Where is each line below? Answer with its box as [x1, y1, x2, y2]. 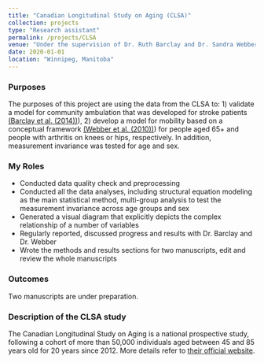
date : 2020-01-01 [8, 48, 65, 56]
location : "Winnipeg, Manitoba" [8, 56, 114, 64]
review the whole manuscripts [19, 254, 118, 264]
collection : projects [8, 19, 79, 27]
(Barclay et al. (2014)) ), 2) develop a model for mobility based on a [8, 116, 223, 126]
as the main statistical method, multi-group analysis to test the [19, 195, 222, 205]
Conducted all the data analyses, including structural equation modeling [19, 187, 253, 197]
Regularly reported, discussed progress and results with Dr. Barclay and [19, 229, 253, 239]
